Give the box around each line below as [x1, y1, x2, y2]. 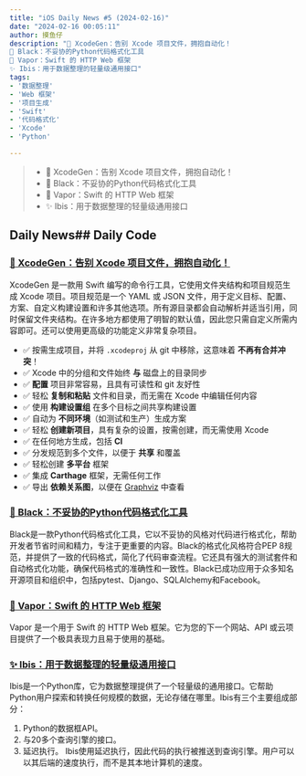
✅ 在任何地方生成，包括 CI [22, 435, 123, 446]
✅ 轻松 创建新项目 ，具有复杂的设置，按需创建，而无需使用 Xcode [22, 424, 269, 435]
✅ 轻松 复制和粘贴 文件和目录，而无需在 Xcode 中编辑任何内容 [22, 390, 258, 401]
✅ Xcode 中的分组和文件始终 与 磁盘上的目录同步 [22, 367, 207, 378]
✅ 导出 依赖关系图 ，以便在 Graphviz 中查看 [22, 481, 185, 492]
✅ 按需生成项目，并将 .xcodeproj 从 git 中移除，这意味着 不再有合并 [22, 344, 279, 355]
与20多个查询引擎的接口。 [22, 734, 121, 745]
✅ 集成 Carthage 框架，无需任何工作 [22, 469, 162, 480]
